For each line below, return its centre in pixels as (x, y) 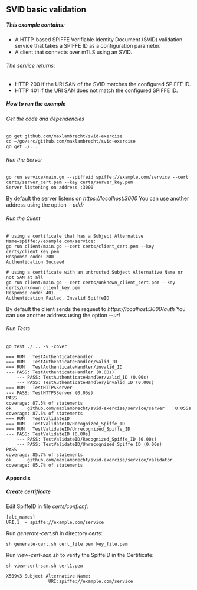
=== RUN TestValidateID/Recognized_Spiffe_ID (66, 424)
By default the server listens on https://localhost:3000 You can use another (98, 199)
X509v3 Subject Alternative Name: (49, 576)
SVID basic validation (46, 10)
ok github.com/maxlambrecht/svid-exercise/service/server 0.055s (99, 408)
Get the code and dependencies (45, 119)
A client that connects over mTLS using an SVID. (73, 52)
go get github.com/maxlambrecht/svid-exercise (64, 136)
